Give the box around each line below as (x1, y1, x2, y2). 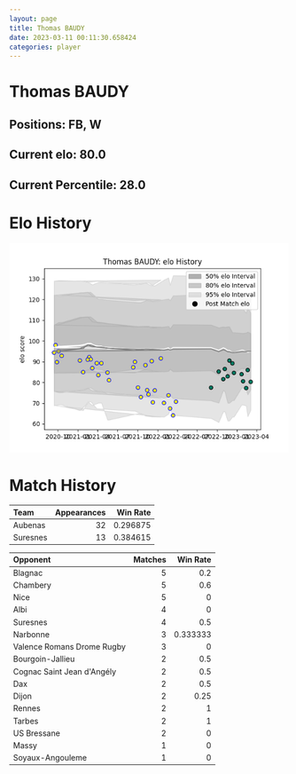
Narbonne (12, 628, 51, 639)
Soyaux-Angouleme (12, 753, 87, 763)
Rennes (12, 703, 42, 714)
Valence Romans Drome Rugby (12, 642, 127, 652)
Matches (133, 555, 167, 565)
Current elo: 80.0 (9, 147, 106, 162)
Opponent (12, 555, 51, 565)
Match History (9, 475, 117, 495)
